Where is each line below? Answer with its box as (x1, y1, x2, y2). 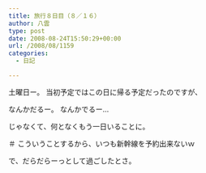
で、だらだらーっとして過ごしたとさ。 (8, 155, 136, 166)
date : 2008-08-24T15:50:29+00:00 (8, 34, 122, 43)
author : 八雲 (8, 19, 50, 27)
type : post (8, 27, 45, 35)
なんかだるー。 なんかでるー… (8, 104, 109, 114)
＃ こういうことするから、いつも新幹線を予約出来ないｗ (8, 138, 195, 148)
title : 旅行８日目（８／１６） (8, 11, 101, 20)
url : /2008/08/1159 (8, 42, 75, 50)
